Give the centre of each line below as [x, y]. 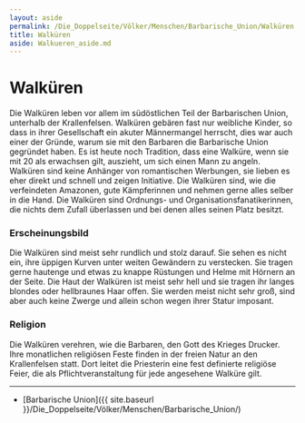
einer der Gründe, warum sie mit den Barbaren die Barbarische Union [139, 143]
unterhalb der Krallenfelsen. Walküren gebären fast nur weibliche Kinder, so [151, 123]
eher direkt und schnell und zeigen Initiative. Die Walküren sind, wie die [143, 181]
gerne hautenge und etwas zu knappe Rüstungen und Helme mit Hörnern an [152, 272]
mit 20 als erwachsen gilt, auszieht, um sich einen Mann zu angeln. [135, 162]
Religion [28, 325]
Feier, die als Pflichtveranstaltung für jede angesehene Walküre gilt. [136, 373]
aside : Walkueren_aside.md [60, 43]
